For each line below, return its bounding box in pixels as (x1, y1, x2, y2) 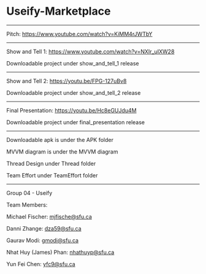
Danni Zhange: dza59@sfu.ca (6, 224, 82, 232)
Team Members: (6, 201, 48, 209)
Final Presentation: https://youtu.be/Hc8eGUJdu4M (6, 106, 137, 114)
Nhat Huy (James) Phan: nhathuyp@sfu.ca (6, 248, 115, 256)
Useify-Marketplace (6, 4, 111, 18)
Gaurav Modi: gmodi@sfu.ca (6, 237, 78, 244)
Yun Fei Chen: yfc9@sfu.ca (6, 260, 75, 267)
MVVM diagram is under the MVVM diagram (6, 148, 118, 155)
